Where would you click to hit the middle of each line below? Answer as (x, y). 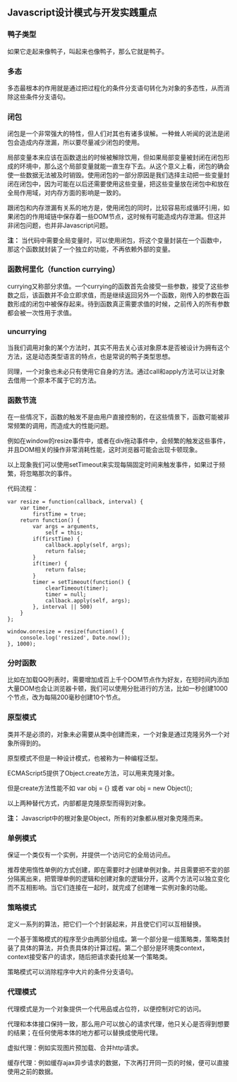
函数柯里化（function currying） (63, 269)
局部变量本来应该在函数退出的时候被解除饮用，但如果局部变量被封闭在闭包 (115, 157)
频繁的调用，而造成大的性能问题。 (63, 426)
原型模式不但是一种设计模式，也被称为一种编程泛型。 (85, 758)
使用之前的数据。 (32, 1071)
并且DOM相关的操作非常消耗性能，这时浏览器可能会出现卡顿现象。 (104, 450)
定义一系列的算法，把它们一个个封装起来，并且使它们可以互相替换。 (106, 925)
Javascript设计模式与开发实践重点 (82, 13)
